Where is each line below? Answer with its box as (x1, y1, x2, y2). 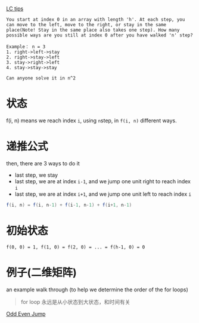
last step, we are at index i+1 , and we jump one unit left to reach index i (14, 190, 192, 198)
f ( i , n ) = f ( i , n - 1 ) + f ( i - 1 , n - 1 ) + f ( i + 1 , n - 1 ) (6, 202, 132, 208)
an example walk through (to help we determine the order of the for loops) (6, 286, 189, 293)
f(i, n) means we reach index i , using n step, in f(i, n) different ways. (6, 116, 177, 124)
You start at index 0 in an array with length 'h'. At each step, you (6, 17, 185, 23)
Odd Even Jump (6, 310, 46, 317)
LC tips (6, 5, 24, 12)
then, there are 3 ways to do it (6, 159, 80, 167)
